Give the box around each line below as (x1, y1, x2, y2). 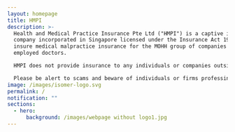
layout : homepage (7, 10, 58, 18)
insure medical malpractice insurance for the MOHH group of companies (13, 43, 227, 50)
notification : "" (7, 94, 58, 102)
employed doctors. (13, 50, 68, 57)
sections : (7, 101, 36, 108)
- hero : (13, 107, 36, 114)
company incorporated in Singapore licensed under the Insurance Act (13, 37, 220, 44)
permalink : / (7, 88, 45, 95)
